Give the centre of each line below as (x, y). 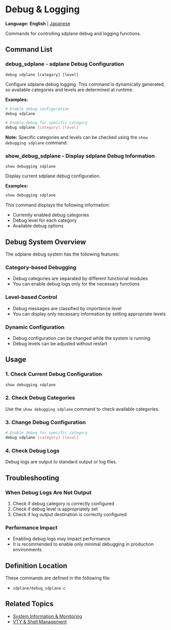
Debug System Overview (46, 242)
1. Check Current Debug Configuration (54, 374)
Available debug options (38, 226)
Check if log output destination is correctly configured (69, 514)
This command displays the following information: (58, 205)
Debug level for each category (45, 220)
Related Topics (29, 604)
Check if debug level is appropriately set (55, 509)
